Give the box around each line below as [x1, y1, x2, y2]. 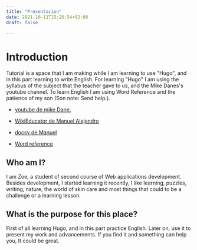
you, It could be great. [6, 237, 60, 244]
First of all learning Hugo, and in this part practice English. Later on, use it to [6, 225, 191, 232]
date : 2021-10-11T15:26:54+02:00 [6, 14, 88, 20]
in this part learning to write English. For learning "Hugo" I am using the [6, 76, 179, 83]
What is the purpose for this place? [6, 209, 138, 219]
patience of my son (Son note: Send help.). [6, 95, 110, 102]
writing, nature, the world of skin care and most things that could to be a [6, 186, 182, 193]
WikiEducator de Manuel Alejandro [14, 117, 99, 124]
